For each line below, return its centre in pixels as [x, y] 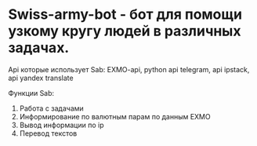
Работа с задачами [51, 108]
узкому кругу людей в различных [125, 31]
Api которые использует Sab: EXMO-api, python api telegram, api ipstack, [129, 69]
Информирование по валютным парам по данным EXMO [115, 116]
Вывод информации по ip [62, 125]
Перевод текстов [48, 133]
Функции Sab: [31, 93]
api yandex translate [41, 78]
